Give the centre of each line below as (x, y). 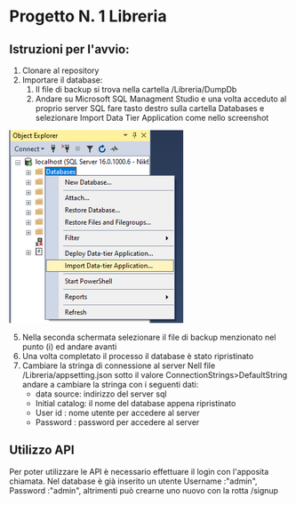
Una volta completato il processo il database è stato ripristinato (138, 356)
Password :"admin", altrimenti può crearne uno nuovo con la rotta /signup (144, 490)
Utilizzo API (42, 450)
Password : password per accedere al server (117, 422)
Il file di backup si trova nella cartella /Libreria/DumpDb (136, 89)
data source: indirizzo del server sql (101, 394)
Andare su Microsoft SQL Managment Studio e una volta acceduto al (161, 99)
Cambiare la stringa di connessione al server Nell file (119, 365)
